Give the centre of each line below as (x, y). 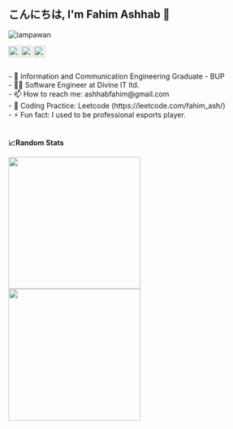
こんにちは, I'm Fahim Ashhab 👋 (89, 15)
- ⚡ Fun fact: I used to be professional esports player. (97, 114)
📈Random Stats (36, 142)
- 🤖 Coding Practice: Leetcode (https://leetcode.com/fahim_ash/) (117, 105)
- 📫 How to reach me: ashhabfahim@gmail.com (89, 94)
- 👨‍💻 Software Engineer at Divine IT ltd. (74, 84)
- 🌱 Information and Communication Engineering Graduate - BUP (116, 76)
